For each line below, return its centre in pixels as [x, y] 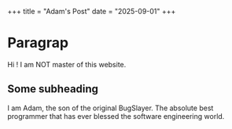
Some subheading [53, 89]
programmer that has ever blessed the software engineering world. [116, 116]
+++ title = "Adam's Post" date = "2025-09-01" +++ [92, 11]
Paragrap [38, 43]
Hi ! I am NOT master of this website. [67, 64]
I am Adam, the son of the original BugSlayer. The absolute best [110, 108]
